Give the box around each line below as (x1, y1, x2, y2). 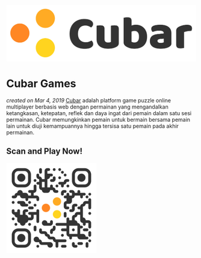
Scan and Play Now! (6, 146, 83, 157)
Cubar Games (6, 77, 76, 90)
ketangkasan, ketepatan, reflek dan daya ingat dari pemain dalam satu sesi (6, 110, 191, 117)
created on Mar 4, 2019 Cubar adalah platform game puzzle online (6, 97, 172, 104)
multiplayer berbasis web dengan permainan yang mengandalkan (6, 103, 169, 110)
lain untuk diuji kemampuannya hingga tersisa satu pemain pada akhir (6, 122, 179, 130)
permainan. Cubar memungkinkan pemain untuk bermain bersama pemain (6, 116, 191, 124)
